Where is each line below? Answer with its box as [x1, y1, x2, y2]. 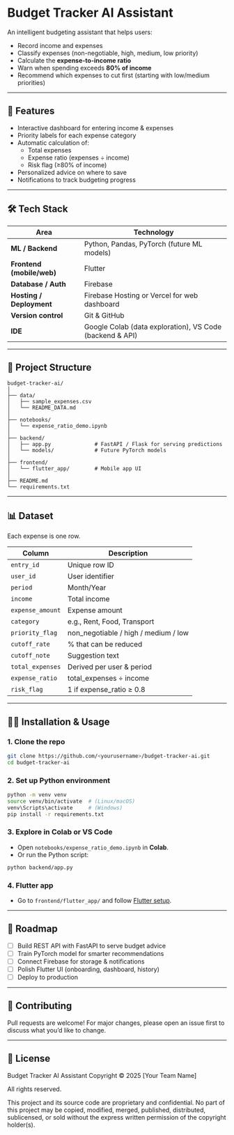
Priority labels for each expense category [17, 131, 136, 139]
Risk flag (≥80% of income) [27, 160, 107, 169]
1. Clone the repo [7, 736, 65, 746]
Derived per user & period [67, 662, 152, 672]
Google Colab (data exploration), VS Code [84, 322, 221, 332]
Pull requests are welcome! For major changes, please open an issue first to [7, 1019, 225, 1027]
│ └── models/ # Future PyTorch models [7, 447, 167, 454]
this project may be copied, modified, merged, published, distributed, [7, 1106, 206, 1114]
